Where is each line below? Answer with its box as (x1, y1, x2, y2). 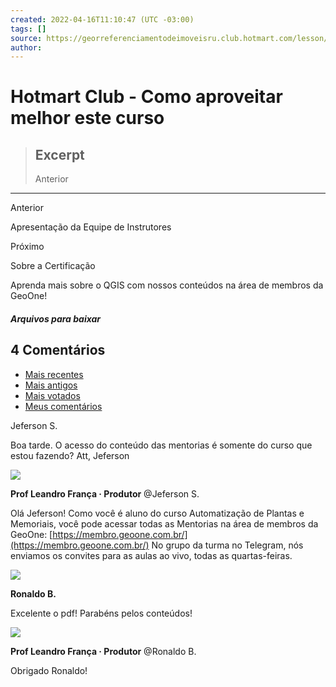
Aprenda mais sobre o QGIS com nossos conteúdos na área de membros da (10, 279, 324, 291)
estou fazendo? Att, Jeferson (10, 449, 130, 461)
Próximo (10, 241, 45, 253)
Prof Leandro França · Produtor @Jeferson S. (10, 487, 200, 500)
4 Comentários (10, 342, 106, 359)
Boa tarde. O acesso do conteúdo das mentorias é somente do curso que (10, 439, 313, 451)
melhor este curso (10, 107, 165, 130)
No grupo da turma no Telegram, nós (151, 539, 304, 551)
